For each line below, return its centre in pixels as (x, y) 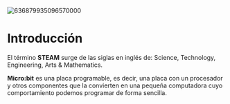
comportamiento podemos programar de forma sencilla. (87, 92)
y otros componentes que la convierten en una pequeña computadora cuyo (115, 85)
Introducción (45, 39)
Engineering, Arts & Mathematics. (55, 65)
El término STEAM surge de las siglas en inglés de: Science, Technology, (112, 57)
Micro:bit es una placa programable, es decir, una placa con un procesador (115, 78)
